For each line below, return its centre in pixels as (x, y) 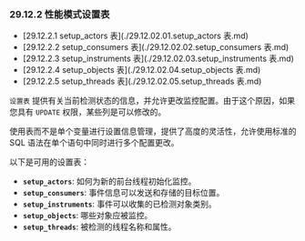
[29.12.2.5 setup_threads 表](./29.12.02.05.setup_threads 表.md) (142, 81)
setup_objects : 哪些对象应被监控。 (87, 216)
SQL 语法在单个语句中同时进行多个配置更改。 (94, 143)
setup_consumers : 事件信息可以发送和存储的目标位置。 (123, 193)
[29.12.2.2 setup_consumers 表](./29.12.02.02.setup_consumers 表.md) (156, 47)
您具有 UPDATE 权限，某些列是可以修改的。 (88, 112)
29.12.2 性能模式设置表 (60, 14)
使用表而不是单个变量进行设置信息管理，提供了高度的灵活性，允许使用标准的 (153, 131)
